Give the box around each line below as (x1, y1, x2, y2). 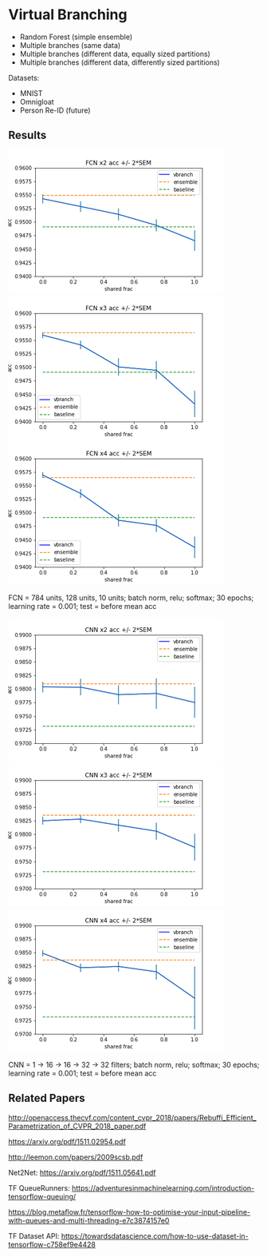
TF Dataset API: (8, 1231, 60, 1240)
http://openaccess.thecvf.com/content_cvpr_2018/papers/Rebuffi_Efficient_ (8, 1112, 257, 1122)
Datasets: (8, 73, 40, 82)
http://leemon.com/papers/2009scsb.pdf (8, 1152, 143, 1162)
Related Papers (8, 1092, 85, 1105)
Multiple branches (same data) (19, 40, 121, 50)
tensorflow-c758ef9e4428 (8, 1239, 96, 1249)
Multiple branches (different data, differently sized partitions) (19, 58, 221, 67)
